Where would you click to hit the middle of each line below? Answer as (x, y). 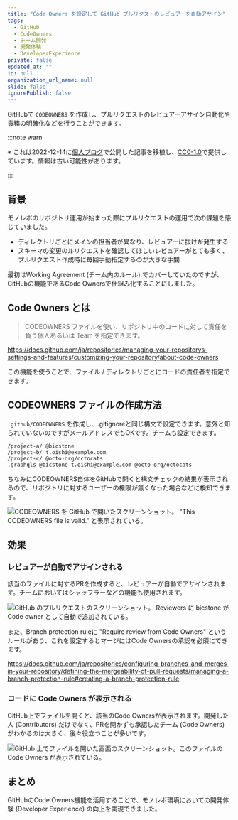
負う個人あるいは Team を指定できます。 (84, 335)
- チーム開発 (30, 41)
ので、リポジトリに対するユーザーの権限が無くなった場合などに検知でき (119, 487)
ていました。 (32, 226)
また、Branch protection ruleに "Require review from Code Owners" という (117, 632)
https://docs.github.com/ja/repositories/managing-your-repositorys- (108, 350)
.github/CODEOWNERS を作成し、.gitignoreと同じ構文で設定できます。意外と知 (119, 424)
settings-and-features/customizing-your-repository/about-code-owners (113, 357)
